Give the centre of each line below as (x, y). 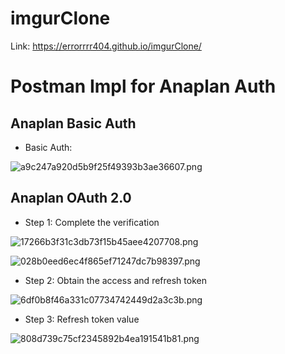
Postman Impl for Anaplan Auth (143, 86)
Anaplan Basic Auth (73, 123)
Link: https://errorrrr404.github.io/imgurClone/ (106, 46)
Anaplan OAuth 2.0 (71, 198)
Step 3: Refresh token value (82, 319)
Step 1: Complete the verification (92, 222)
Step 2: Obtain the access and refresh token (115, 280)
